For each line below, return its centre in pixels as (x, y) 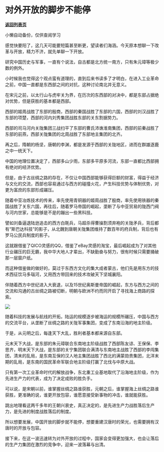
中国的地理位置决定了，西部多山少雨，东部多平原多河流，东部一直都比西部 (80, 161)
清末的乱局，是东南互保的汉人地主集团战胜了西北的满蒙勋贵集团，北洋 (84, 356)
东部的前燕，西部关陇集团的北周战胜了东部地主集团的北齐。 (65, 134)
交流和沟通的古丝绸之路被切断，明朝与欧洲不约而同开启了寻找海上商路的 (78, 291)
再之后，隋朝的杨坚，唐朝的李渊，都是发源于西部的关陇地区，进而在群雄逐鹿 (82, 144)
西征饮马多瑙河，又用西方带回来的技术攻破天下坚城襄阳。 (67, 274)
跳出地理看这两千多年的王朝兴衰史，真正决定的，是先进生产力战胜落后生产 (80, 405)
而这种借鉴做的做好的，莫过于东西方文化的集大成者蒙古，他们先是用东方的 (80, 268)
